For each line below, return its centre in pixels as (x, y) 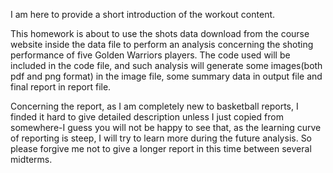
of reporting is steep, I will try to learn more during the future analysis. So (161, 138)
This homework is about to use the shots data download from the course (160, 33)
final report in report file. (61, 87)
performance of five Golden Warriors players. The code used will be (150, 55)
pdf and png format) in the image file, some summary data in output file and (166, 76)
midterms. (31, 159)
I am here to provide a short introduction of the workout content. (143, 14)
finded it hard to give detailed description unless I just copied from (147, 117)
